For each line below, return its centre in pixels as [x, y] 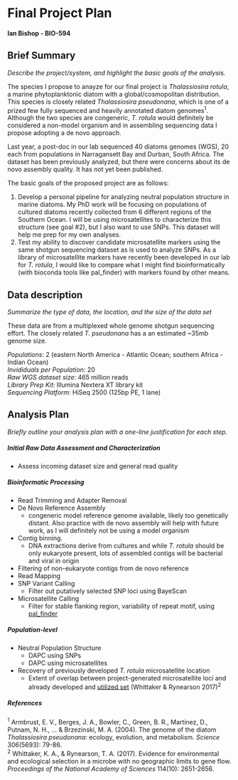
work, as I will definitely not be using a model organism [109, 530]
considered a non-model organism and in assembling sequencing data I [113, 125]
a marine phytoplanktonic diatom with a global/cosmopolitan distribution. [114, 94]
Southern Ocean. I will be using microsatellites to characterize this [114, 220]
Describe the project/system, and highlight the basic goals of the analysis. [117, 73]
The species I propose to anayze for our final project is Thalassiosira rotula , [118, 86]
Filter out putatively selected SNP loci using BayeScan [107, 591]
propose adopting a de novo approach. [65, 133]
